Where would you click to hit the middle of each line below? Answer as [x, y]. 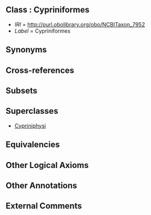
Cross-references [40, 70]
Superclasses [32, 111]
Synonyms [26, 50]
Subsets [21, 91]
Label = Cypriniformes [42, 31]
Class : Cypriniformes [48, 10]
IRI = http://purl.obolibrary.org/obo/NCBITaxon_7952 [80, 24]
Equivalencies [33, 145]
